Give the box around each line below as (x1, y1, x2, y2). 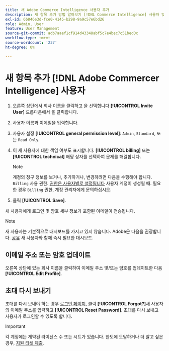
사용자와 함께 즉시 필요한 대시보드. (26, 234, 94, 240)
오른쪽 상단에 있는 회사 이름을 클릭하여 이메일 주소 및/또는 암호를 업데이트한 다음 (5, 265, 162, 271)
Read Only (18, 137, 39, 142)
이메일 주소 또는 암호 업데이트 (5, 250, 91, 259)
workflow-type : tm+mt (5, 36, 51, 41)
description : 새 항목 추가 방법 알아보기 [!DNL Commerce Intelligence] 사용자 (5, 12, 159, 17)
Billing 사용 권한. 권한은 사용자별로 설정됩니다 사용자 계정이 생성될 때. (12, 180, 152, 186)
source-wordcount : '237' (5, 40, 57, 45)
